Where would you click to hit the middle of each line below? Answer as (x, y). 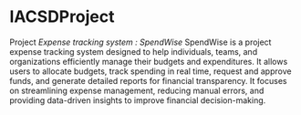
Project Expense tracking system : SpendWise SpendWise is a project (140, 42)
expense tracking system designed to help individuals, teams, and (134, 51)
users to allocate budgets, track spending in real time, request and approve (150, 71)
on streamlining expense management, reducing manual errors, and (137, 90)
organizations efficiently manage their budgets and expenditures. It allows (149, 61)
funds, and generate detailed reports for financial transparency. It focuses (148, 80)
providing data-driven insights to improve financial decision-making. (138, 100)
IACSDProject (62, 17)
